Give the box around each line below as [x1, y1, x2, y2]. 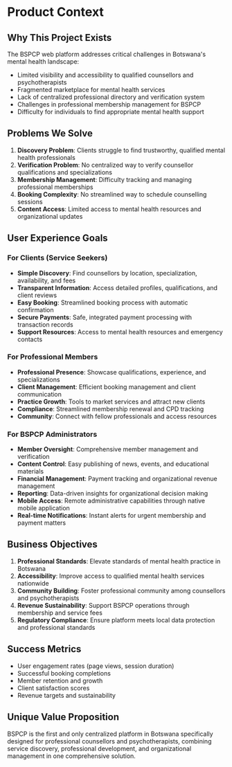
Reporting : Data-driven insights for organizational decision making [17, 489, 208, 498]
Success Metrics [7, 643, 82, 655]
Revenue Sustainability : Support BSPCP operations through [17, 601, 190, 609]
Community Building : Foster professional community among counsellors [17, 586, 226, 595]
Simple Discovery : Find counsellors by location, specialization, [17, 269, 197, 277]
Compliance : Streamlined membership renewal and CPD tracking [17, 404, 204, 413]
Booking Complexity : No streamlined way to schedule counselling [17, 190, 207, 198]
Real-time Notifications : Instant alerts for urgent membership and [17, 512, 206, 520]
